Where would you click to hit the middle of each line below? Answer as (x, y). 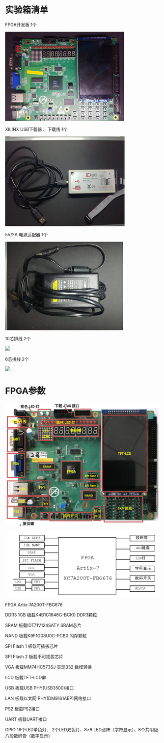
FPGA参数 (25, 391)
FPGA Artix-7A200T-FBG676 (34, 605)
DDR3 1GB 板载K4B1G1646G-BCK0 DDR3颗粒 (51, 615)
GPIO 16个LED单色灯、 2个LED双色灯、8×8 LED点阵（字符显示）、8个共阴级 (82, 729)
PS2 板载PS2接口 (23, 709)
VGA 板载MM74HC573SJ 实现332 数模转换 (49, 667)
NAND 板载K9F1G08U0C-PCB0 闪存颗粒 (46, 635)
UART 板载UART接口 (26, 719)
